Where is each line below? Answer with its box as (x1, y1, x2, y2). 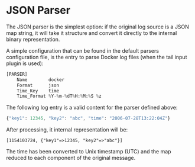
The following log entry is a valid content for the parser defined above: (6, 104, 178, 111)
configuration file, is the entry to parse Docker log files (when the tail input (6, 53, 187, 60)
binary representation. (6, 36, 60, 43)
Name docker (17, 76, 65, 83)
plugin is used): (6, 60, 44, 67)
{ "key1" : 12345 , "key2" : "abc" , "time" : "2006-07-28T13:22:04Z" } (6, 115, 171, 121)
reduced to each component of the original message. (6, 155, 136, 162)
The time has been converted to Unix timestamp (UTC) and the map (6, 148, 171, 155)
